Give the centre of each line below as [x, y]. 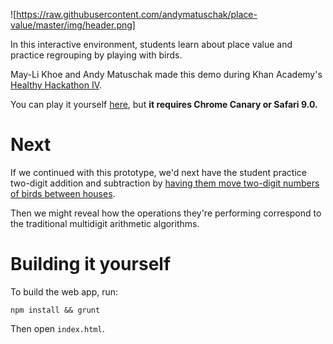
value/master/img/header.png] [73, 25]
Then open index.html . [57, 328]
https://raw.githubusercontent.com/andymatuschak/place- [137, 14]
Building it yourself [91, 264]
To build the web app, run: [64, 291]
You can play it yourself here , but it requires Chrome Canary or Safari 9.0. [164, 104]
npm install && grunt [55, 310]
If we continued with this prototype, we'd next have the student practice [158, 172]
